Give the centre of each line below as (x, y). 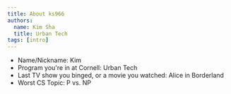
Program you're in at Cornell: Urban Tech (77, 68)
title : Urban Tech (41, 34)
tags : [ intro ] (28, 40)
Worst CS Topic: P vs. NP (54, 83)
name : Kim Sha (34, 27)
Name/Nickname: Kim (49, 60)
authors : (20, 20)
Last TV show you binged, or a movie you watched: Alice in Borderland (121, 76)
